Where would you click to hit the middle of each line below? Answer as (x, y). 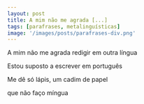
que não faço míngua (38, 93)
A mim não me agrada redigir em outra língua (72, 53)
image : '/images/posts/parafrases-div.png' (72, 33)
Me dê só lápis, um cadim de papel (58, 80)
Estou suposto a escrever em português (65, 66)
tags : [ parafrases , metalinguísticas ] (64, 26)
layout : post (26, 14)
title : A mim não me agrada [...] (58, 20)
